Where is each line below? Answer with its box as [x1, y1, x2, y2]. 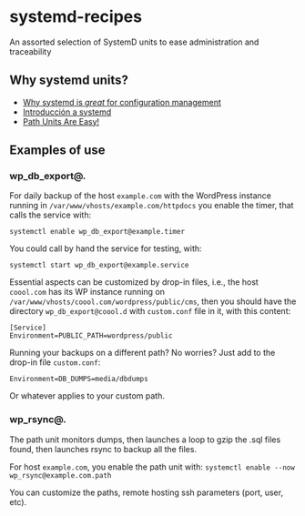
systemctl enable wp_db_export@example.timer [9, 228, 185, 237]
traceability [9, 46, 52, 56]
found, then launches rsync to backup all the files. [9, 443, 198, 454]
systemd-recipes [9, 6, 143, 27]
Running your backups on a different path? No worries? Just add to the [9, 348, 276, 359]
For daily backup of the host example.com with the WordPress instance [9, 190, 271, 201]
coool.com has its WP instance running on [9, 287, 166, 298]
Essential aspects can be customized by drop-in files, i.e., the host [9, 277, 259, 288]
